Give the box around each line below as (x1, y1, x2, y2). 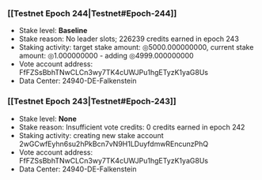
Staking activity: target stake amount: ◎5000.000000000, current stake (18, 43, 254, 52)
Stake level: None (18, 114, 77, 123)
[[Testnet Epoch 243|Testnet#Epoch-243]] (7, 96, 177, 107)
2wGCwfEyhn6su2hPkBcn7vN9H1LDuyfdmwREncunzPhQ (18, 139, 209, 148)
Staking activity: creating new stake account (18, 130, 164, 140)
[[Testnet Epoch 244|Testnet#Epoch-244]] (7, 8, 177, 19)
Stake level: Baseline (18, 26, 88, 36)
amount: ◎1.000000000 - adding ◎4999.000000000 (18, 51, 195, 61)
